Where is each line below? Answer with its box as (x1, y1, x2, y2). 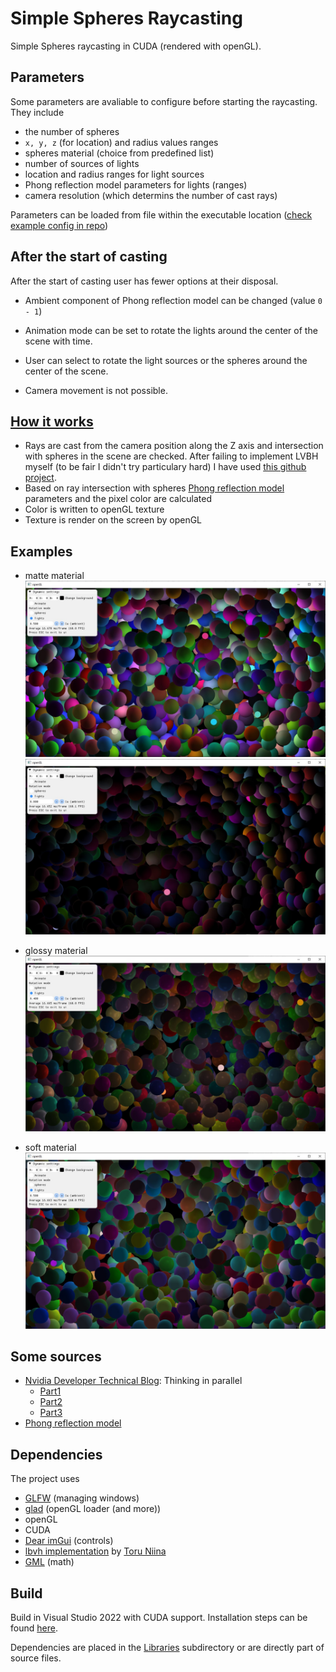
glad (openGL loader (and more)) (24, 1503, 162, 1515)
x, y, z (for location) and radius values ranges (24, 136, 219, 148)
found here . (10, 1622, 58, 1634)
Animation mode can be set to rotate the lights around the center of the (24, 324, 318, 336)
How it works (10, 413, 94, 430)
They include (10, 106, 65, 118)
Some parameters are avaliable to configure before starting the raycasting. (10, 95, 318, 107)
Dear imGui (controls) (24, 1535, 114, 1547)
